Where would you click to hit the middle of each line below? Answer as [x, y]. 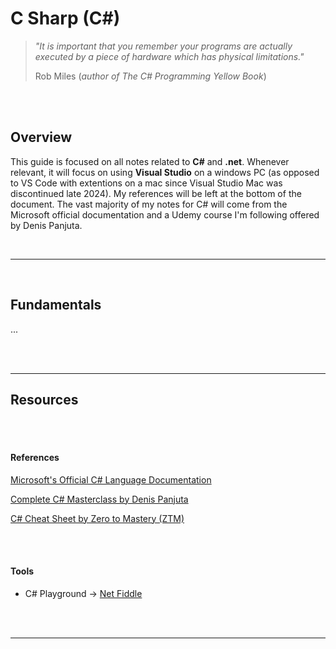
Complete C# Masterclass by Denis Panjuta [99, 499]
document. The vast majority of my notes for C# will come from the [149, 204]
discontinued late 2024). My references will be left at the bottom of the [156, 193]
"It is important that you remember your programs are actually [163, 46]
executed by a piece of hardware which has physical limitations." [169, 56]
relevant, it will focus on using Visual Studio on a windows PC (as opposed [165, 172]
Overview [41, 137]
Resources [44, 399]
